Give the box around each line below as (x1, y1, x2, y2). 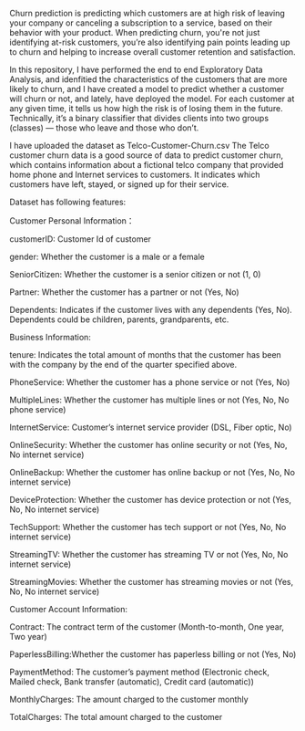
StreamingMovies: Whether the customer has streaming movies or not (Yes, (9, 577, 294, 587)
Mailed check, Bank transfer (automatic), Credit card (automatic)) (9, 676, 255, 687)
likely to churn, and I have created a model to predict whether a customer (9, 84, 285, 94)
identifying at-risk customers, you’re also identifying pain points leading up (9, 37, 290, 47)
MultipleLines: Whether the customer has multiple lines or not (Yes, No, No (9, 394, 290, 405)
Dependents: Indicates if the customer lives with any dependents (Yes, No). (9, 305, 293, 315)
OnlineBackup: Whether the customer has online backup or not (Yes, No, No (9, 467, 296, 477)
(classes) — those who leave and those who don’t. (9, 122, 199, 133)
